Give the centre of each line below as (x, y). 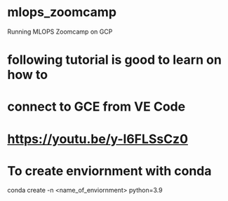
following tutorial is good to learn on (115, 60)
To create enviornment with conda (109, 171)
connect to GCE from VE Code (96, 107)
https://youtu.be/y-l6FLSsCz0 (98, 139)
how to (27, 75)
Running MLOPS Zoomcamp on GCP (60, 32)
